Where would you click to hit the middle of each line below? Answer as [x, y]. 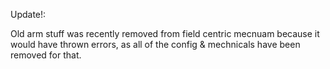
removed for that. [46, 55]
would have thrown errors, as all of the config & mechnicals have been [155, 44]
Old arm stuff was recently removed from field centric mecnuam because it [165, 33]
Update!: [28, 14]
